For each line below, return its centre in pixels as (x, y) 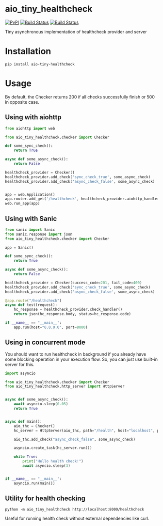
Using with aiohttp (33, 117)
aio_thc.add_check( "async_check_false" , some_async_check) (75, 439)
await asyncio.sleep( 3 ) (46, 466)
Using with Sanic (31, 218)
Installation (28, 51)
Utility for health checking (45, 499)
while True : (26, 457)
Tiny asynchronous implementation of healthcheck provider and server (76, 32)
